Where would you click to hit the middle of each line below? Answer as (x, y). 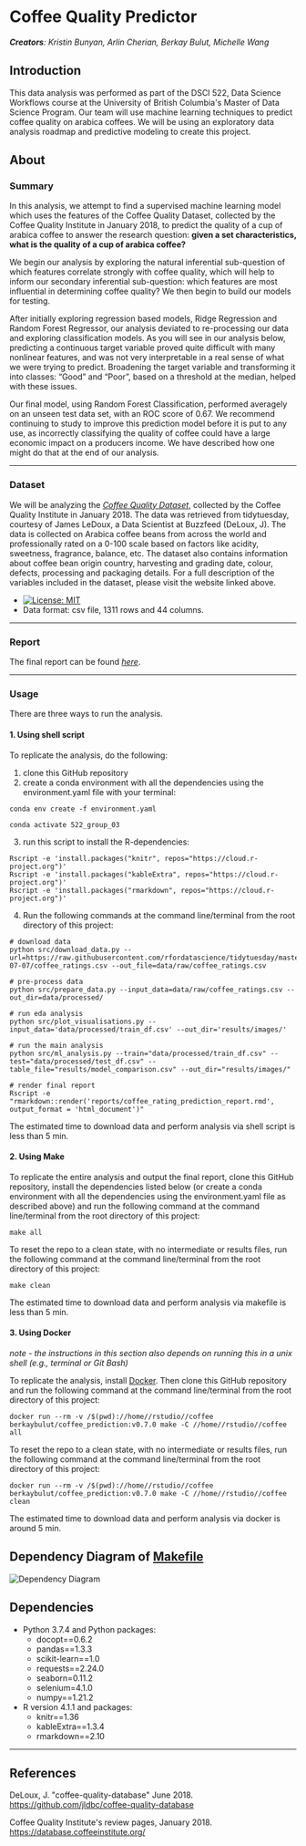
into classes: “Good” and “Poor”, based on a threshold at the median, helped (153, 377)
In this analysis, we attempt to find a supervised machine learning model (145, 206)
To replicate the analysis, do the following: (89, 755)
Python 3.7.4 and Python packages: (89, 1629)
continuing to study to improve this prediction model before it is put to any (148, 424)
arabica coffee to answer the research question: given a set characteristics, (153, 235)
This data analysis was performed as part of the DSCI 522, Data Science (145, 92)
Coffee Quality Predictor (103, 17)
